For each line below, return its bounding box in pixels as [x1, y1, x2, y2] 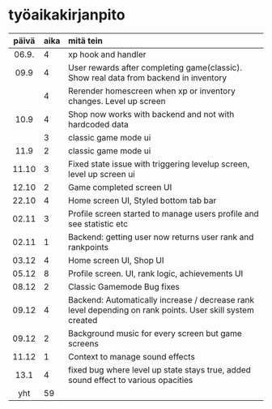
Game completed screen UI [68, 181, 172, 192]
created [68, 314, 98, 325]
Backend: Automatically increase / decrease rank [68, 294, 255, 305]
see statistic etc [68, 217, 128, 229]
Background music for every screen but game [68, 327, 243, 338]
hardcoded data [68, 118, 130, 130]
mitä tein [68, 35, 103, 46]
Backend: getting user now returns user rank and [68, 231, 254, 243]
